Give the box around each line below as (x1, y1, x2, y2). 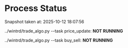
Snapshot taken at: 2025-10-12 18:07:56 (4, 19, 84, 24)
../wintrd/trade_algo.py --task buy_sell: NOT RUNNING (4, 37, 113, 43)
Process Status (4, 3, 67, 14)
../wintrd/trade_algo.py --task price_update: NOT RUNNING (4, 28, 123, 34)
